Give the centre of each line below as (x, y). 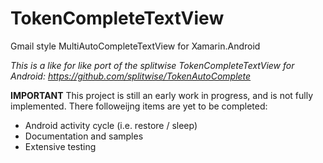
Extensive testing (60, 146)
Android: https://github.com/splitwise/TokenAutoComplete (131, 76)
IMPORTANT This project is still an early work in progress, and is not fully (162, 95)
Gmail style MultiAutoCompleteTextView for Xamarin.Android (135, 46)
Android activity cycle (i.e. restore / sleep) (111, 125)
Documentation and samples (84, 136)
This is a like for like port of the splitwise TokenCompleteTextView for (152, 65)
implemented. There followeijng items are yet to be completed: (139, 106)
